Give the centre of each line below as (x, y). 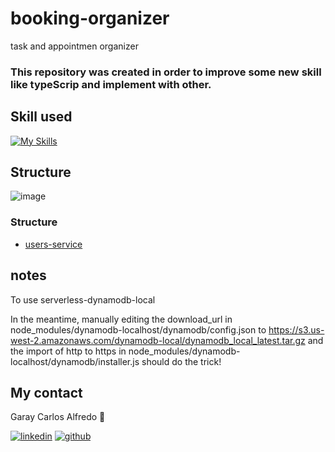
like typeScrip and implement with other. (111, 84)
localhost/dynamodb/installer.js (75, 361)
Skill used (41, 117)
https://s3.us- (296, 329)
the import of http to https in (68, 351)
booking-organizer (90, 18)
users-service (53, 244)
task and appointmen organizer (74, 46)
